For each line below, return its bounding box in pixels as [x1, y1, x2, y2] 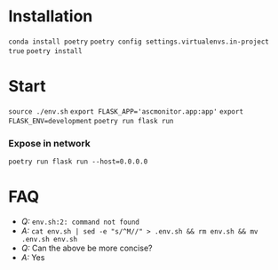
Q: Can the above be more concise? [20, 242, 153, 254]
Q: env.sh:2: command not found [20, 216, 139, 227]
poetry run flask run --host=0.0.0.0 [8, 157, 148, 166]
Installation [8, 6, 93, 27]
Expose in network [8, 137, 91, 149]
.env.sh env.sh [20, 235, 78, 244]
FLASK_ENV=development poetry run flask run [8, 116, 174, 125]
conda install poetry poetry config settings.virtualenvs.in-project [8, 37, 270, 46]
